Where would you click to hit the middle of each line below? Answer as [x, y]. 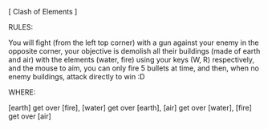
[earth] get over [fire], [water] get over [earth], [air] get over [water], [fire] [130, 108]
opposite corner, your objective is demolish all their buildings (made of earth [134, 51]
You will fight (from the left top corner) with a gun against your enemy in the [134, 42]
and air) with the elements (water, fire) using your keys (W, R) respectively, [132, 60]
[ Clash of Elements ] [43, 12]
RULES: [21, 27]
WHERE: [22, 92]
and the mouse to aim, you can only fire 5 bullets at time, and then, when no [134, 68]
